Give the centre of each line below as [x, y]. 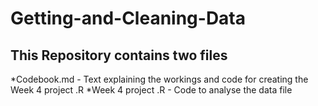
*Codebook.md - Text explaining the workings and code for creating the [159, 79]
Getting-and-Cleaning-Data [128, 18]
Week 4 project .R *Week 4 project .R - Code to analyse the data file [151, 90]
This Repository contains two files [119, 55]
